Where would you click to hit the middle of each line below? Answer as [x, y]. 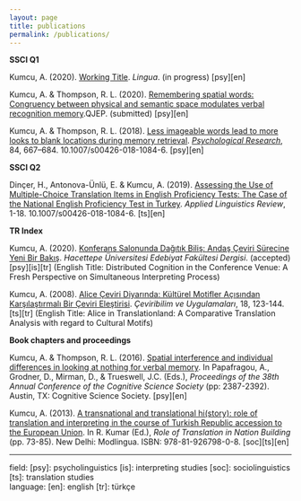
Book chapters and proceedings [70, 340]
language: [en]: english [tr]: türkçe [73, 487]
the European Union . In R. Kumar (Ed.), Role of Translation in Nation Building [150, 433]
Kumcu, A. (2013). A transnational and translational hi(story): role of [133, 413]
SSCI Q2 [25, 168]
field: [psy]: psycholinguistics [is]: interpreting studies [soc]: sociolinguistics [150, 468]
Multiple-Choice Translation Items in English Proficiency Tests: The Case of [148, 195]
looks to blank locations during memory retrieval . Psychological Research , [146, 141]
